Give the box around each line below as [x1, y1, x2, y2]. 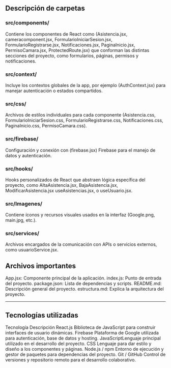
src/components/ [5, 19, 49, 26]
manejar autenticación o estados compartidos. [5, 88, 103, 94]
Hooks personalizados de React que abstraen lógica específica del [5, 177, 146, 183]
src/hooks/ [5, 165, 33, 172]
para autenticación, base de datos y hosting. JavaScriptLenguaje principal [5, 335, 161, 342]
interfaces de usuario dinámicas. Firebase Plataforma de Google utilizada [5, 330, 159, 336]
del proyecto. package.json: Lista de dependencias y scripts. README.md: [5, 280, 162, 287]
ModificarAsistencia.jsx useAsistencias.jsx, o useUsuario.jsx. [5, 187, 133, 193]
